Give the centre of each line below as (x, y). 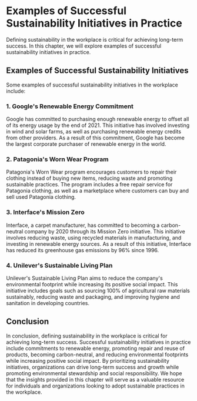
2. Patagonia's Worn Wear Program (57, 159)
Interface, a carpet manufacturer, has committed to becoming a (83, 225)
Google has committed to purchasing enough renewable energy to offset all (98, 119)
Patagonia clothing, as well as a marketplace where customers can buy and (98, 191)
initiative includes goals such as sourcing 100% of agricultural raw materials (98, 290)
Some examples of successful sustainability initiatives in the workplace (92, 85)
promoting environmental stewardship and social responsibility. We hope (94, 373)
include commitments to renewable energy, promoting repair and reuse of (96, 348)
